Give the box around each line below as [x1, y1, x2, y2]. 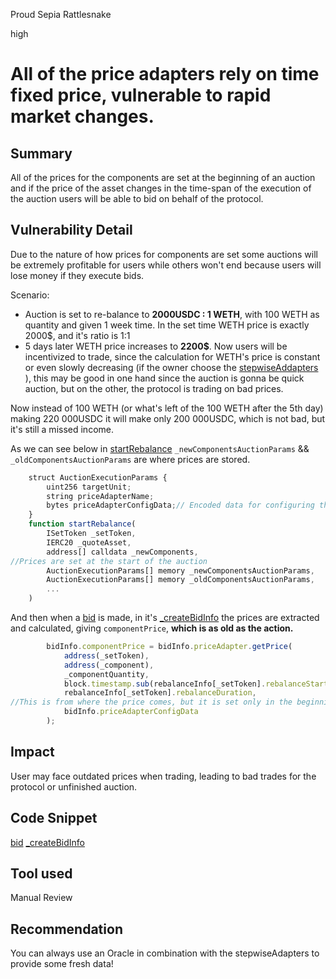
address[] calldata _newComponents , [46, 547, 199, 557]
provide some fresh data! [10, 958, 114, 970]
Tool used [10, 865, 73, 882]
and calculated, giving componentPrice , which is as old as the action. [10, 622, 294, 634]
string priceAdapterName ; [46, 491, 155, 501]
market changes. [10, 105, 155, 128]
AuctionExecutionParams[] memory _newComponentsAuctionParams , [46, 565, 315, 576]
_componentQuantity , [63, 669, 150, 679]
